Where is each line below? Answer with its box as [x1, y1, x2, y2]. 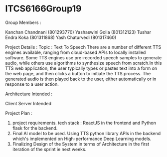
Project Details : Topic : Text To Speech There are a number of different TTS [5, 44, 162, 50]
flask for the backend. [12, 125, 58, 131]
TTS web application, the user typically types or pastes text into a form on [5, 65, 158, 71]
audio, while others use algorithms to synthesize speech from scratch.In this [5, 60, 162, 66]
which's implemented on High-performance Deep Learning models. [12, 136, 152, 142]
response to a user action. [5, 81, 59, 87]
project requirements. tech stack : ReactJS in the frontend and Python [12, 120, 156, 126]
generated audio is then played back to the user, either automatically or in [5, 76, 157, 82]
